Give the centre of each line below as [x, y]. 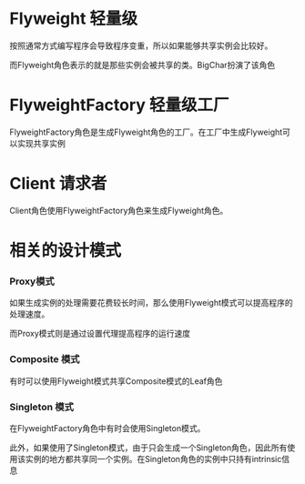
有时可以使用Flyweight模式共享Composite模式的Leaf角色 [116, 381]
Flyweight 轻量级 [74, 19]
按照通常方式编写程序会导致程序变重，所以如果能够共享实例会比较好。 [141, 45]
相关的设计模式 [66, 250]
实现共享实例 [41, 143]
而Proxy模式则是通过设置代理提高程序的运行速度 [100, 334]
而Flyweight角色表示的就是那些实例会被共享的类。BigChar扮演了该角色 [142, 65]
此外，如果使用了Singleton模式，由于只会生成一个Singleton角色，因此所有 [148, 448]
